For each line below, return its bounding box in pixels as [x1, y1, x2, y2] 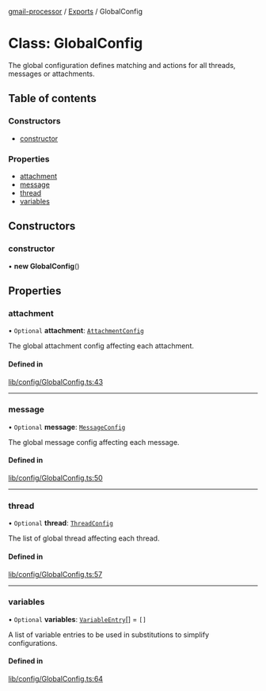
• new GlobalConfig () [8, 261, 80, 271]
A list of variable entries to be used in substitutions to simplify [8, 629, 210, 640]
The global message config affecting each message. [8, 437, 180, 446]
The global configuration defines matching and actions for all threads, [8, 60, 236, 70]
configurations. [8, 638, 58, 647]
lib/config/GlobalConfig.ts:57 [8, 569, 103, 579]
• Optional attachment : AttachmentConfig [8, 326, 144, 336]
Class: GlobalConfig [8, 35, 143, 52]
